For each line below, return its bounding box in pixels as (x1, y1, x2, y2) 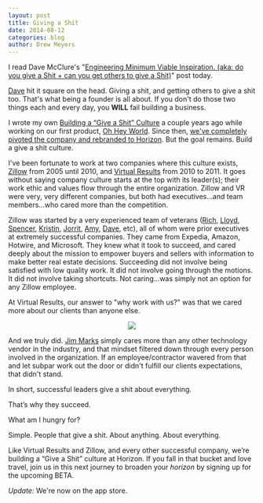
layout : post (8, 11, 51, 20)
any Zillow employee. (8, 283, 77, 292)
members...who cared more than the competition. (8, 200, 169, 209)
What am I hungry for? (8, 415, 81, 425)
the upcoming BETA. (8, 471, 75, 480)
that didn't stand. (8, 369, 64, 379)
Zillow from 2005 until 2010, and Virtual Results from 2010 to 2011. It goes (8, 167, 246, 176)
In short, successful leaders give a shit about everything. (8, 385, 192, 394)
